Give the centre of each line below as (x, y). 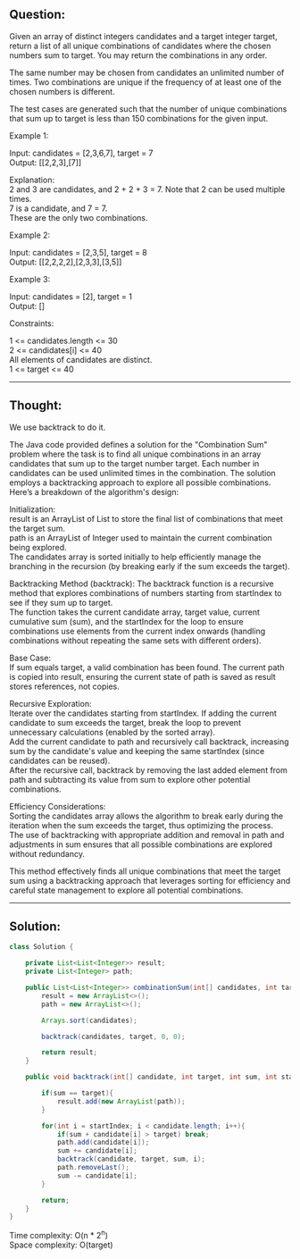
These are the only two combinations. (79, 217)
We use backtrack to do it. (58, 427)
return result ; (70, 1053)
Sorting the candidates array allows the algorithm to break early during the (146, 816)
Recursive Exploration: (50, 703)
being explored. (38, 547)
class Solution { (42, 947)
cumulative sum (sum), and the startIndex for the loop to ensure (126, 621)
